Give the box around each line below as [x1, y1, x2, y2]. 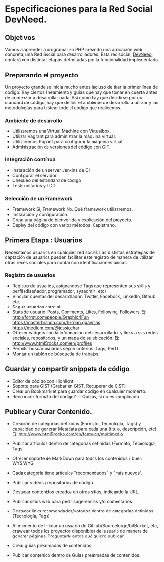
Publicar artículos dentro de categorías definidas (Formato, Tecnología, [12, 440, 156, 447]
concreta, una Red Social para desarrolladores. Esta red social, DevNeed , [5, 51, 153, 57]
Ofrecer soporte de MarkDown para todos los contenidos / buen [12, 455, 142, 461]
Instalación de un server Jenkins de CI [12, 167, 90, 173]
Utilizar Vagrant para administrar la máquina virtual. [12, 133, 116, 139]
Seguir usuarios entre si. [12, 304, 62, 309]
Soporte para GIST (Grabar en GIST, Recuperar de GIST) [12, 383, 126, 389]
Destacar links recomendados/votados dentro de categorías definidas [12, 508, 154, 514]
